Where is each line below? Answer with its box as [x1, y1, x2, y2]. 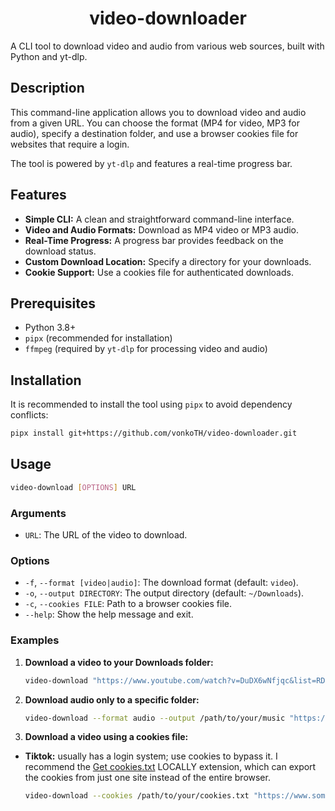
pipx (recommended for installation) [24, 332, 173, 344]
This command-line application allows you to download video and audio [10, 106, 307, 118]
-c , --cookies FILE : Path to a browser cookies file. [24, 598, 232, 610]
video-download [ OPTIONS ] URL [10, 482, 137, 492]
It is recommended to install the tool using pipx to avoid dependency [10, 398, 293, 411]
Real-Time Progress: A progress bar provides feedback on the [24, 234, 284, 246]
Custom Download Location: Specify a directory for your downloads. [24, 255, 312, 267]
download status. [24, 245, 97, 257]
